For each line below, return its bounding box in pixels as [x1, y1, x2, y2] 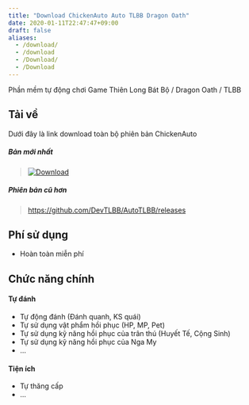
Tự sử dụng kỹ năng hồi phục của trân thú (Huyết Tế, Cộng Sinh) [19, 328, 232, 338]
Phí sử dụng [8, 227, 69, 242]
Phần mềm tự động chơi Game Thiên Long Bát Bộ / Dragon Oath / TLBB [8, 85, 242, 94]
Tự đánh [8, 294, 36, 304]
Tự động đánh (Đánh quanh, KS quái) [19, 311, 141, 321]
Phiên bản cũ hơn [8, 185, 67, 195]
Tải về [8, 108, 39, 121]
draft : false [8, 26, 52, 34]
